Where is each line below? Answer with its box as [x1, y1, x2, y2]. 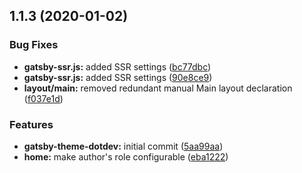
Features [9, 117, 54, 131]
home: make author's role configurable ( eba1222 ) [23, 150, 229, 163]
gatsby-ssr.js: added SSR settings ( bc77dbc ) [23, 60, 212, 73]
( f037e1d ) [23, 92, 64, 104]
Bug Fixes [9, 38, 59, 52]
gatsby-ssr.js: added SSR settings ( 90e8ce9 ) [23, 71, 213, 83]
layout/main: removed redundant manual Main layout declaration [23, 82, 293, 94]
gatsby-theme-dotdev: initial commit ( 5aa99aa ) [23, 140, 224, 152]
